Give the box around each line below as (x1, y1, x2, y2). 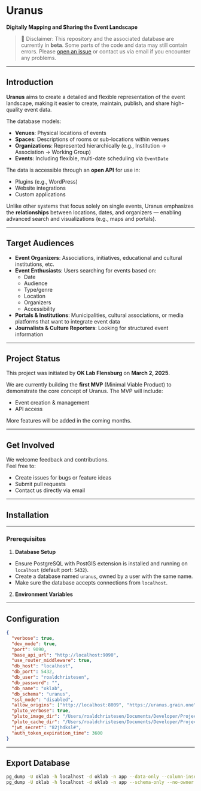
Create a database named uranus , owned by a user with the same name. (14, 573, 193, 580)
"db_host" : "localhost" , (11, 663, 74, 669)
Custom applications (14, 190, 66, 198)
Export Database (6, 758, 70, 768)
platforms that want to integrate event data (14, 317, 121, 325)
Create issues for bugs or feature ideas (14, 474, 112, 481)
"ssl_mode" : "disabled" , (11, 697, 74, 703)
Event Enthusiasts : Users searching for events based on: (14, 266, 157, 274)
